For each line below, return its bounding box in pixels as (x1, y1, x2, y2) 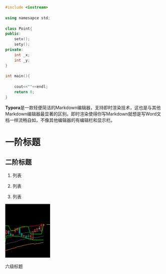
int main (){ (5, 74, 30, 79)
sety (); (14, 42, 30, 47)
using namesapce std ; (5, 15, 51, 21)
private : (5, 47, 24, 52)
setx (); (14, 37, 30, 42)
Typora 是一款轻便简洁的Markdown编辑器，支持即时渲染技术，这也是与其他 (5, 104, 161, 110)
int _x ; (14, 52, 30, 57)
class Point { (5, 26, 33, 31)
